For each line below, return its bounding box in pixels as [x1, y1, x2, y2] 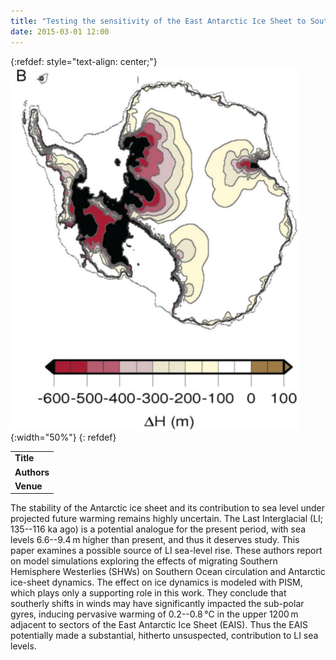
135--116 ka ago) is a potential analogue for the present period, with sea [10, 523, 307, 535]
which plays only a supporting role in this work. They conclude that [10, 587, 287, 599]
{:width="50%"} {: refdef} [10, 431, 117, 443]
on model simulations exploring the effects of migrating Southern [10, 555, 278, 567]
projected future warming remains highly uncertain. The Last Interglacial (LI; [10, 513, 324, 525]
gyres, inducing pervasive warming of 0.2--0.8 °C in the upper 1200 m [10, 608, 299, 620]
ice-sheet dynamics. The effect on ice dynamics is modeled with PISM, [10, 576, 303, 589]
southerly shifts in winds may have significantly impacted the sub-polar [10, 598, 305, 610]
